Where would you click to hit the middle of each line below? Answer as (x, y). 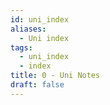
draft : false (37, 85)
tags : (21, 47)
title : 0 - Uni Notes (55, 76)
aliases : (28, 29)
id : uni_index (40, 19)
